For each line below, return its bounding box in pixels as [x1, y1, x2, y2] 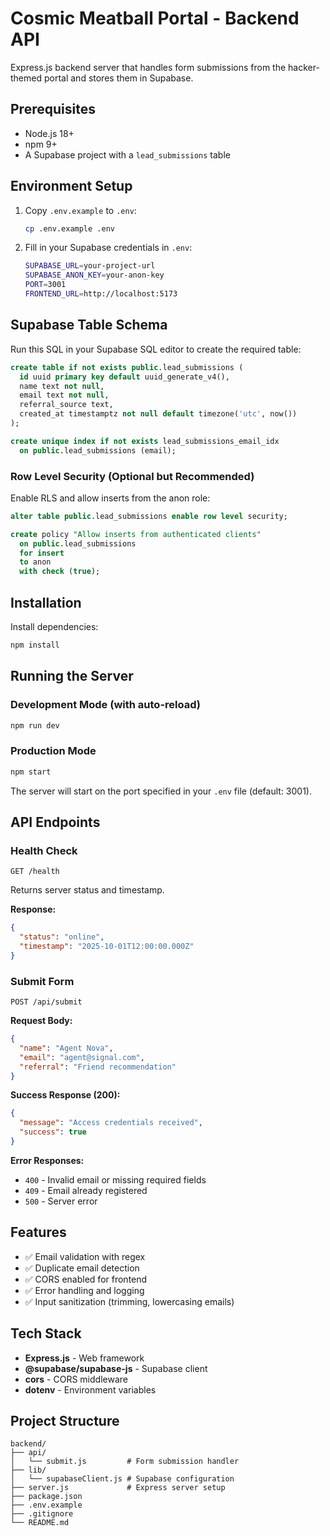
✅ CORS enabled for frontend [24, 1273, 148, 1285]
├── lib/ [10, 1465, 47, 1476]
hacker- [288, 61, 320, 73]
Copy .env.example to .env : [24, 204, 137, 216]
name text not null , [19, 381, 105, 391]
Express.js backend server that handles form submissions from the [10, 61, 287, 73]
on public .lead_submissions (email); [19, 445, 177, 456]
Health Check [10, 843, 78, 857]
